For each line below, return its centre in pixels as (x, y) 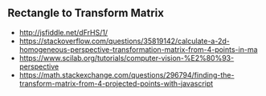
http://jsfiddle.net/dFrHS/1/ (63, 32)
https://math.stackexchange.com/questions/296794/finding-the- (127, 74)
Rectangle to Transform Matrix (86, 13)
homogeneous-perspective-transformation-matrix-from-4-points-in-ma (138, 49)
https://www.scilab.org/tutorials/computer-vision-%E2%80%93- (127, 58)
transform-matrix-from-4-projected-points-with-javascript (116, 83)
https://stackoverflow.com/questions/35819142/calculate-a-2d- (124, 41)
